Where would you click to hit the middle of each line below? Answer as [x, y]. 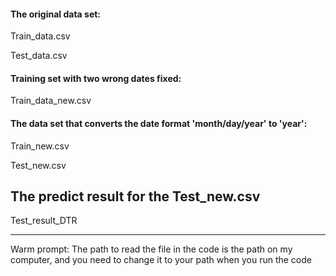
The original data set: [56, 14]
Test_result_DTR [44, 221]
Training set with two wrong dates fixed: [96, 78]
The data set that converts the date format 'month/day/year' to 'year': [159, 123]
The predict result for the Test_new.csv [135, 196]
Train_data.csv [40, 36]
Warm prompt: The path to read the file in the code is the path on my [151, 249]
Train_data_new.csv [51, 101]
